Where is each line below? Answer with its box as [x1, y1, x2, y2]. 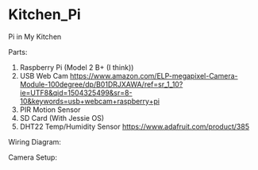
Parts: [8, 47, 28, 56]
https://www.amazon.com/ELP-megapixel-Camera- [70, 71, 238, 80]
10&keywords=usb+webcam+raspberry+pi [19, 96, 160, 106]
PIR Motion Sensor [19, 105, 81, 114]
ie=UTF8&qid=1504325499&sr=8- [19, 87, 133, 97]
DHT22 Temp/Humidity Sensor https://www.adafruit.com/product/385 [19, 122, 250, 131]
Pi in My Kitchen [8, 32, 62, 41]
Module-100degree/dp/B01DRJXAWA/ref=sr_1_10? [19, 79, 183, 89]
